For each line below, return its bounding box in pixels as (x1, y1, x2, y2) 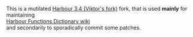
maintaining (6, 11, 35, 18)
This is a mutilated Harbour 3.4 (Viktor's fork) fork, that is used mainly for (6, 5, 188, 12)
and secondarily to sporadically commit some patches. (6, 24, 142, 31)
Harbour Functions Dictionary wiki (6, 18, 90, 24)
